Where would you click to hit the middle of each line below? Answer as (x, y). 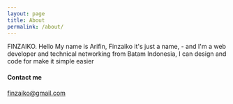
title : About (26, 20)
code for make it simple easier (51, 61)
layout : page (26, 14)
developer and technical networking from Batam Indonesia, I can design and (117, 54)
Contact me (24, 77)
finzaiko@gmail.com (37, 93)
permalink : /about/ (36, 27)
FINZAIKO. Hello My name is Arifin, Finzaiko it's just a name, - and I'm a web (117, 47)
